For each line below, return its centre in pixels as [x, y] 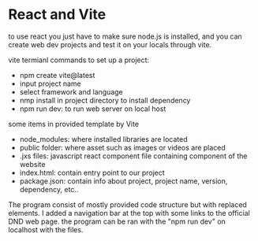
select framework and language [71, 91]
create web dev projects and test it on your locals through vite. [110, 44]
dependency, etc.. [49, 189]
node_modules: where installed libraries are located [103, 139]
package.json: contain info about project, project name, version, [123, 181]
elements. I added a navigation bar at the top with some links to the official [129, 213]
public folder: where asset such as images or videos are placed [123, 147]
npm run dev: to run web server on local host [93, 109]
